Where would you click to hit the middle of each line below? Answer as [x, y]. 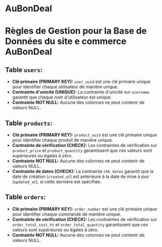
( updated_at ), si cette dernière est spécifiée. [57, 182]
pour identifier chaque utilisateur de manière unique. [65, 87]
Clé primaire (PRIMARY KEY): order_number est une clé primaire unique [84, 209]
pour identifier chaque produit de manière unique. [63, 140]
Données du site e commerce [66, 41]
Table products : [29, 123]
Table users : [24, 70]
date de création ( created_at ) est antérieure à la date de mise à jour [81, 176]
